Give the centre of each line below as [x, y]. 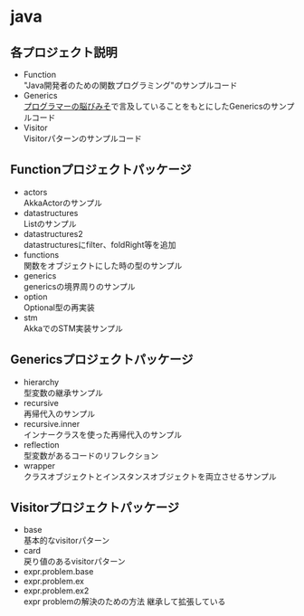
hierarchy [41, 382]
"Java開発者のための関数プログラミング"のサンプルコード [130, 85]
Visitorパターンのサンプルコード [83, 138]
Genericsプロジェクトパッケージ [102, 360]
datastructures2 [53, 233]
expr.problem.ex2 [56, 591]
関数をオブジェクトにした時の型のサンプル [103, 265]
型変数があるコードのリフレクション [91, 455]
